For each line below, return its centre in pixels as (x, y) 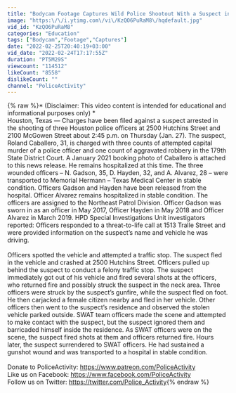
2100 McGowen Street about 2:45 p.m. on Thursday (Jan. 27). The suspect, (117, 136)
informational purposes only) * (52, 113)
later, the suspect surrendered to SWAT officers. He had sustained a (106, 344)
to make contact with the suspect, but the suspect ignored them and (106, 322)
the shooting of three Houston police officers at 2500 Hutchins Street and (114, 128)
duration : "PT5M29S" (38, 60)
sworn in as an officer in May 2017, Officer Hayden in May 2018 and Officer (116, 210)
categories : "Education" (44, 33)
